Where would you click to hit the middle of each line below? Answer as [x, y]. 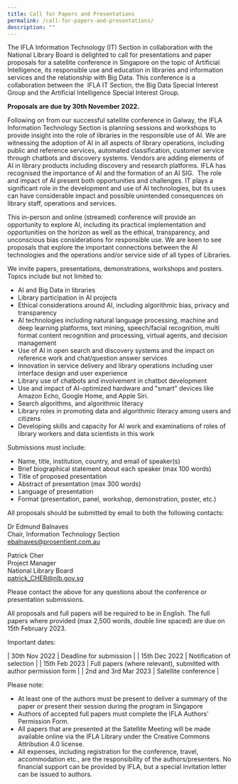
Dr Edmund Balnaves [38, 526]
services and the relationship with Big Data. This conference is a [101, 78]
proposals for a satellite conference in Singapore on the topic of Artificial [114, 63]
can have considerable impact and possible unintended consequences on [115, 196]
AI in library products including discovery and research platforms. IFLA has [117, 166]
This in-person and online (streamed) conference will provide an [102, 217]
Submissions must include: [47, 447]
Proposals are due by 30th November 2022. [74, 107]
